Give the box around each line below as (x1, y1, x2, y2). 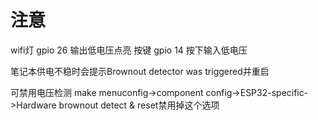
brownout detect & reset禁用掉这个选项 (58, 99, 220, 111)
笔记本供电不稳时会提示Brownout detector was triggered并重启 (10, 65, 270, 77)
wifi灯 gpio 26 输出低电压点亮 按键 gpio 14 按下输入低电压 (10, 44, 248, 56)
